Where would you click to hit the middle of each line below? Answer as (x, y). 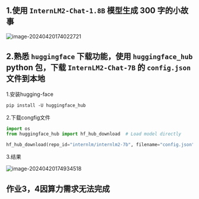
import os (18, 129)
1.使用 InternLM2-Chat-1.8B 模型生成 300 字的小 (93, 11)
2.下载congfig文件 (28, 117)
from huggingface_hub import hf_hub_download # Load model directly (94, 134)
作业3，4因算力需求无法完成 (58, 189)
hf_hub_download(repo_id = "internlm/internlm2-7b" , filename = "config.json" (100, 145)
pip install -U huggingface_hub (46, 105)
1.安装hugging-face (30, 94)
